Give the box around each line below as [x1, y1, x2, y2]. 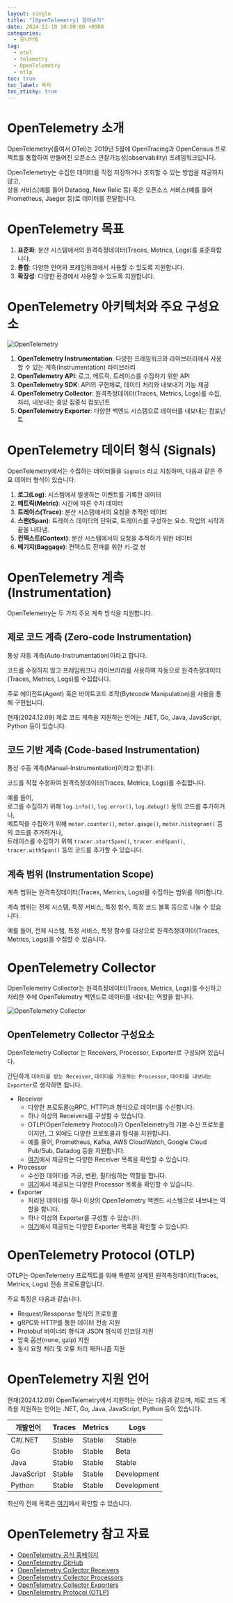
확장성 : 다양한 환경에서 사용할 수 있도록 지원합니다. [17, 272, 155, 280]
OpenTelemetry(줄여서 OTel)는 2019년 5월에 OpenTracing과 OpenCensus [7, 144, 214, 153]
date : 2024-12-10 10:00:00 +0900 [7, 23, 104, 30]
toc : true [7, 75, 36, 82]
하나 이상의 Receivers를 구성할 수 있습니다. [27, 1112, 145, 1120]
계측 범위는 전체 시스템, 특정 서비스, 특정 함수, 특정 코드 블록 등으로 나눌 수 [7, 903, 209, 911]
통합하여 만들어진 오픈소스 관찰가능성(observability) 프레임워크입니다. [25, 153, 216, 162]
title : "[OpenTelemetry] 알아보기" [7, 17, 104, 24]
